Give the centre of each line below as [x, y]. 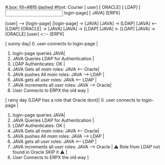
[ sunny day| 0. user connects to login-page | [52, 44]
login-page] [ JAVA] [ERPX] [92, 13]
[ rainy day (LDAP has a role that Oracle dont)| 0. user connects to [73, 100]
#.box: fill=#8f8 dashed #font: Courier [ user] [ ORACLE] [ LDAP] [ [73, 7]
